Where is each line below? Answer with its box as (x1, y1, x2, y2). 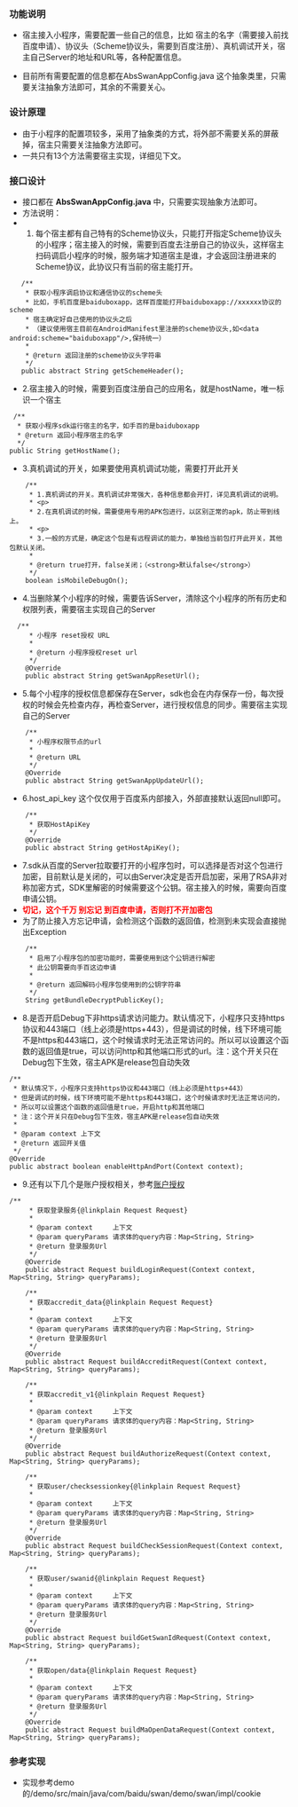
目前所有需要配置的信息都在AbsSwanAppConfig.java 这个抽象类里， (21, 71, 271, 82)
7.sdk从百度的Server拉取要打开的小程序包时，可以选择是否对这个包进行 (21, 860, 284, 870)
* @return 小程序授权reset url (28, 648, 138, 657)
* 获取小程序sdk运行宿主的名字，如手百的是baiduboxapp (17, 421, 200, 430)
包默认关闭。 (9, 543, 50, 552)
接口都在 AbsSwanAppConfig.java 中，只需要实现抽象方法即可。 (21, 196, 263, 207)
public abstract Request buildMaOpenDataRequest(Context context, (25, 1725, 276, 1734)
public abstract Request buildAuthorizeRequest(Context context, (25, 1449, 272, 1458)
